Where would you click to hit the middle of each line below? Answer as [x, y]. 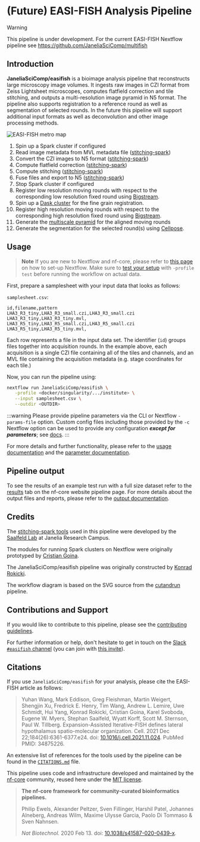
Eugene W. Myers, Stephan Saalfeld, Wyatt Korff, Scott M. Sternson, [105, 719]
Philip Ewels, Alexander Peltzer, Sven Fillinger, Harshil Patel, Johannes [107, 809]
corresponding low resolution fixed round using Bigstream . [87, 196]
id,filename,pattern [32, 308]
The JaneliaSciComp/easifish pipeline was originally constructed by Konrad [99, 567]
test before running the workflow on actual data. [81, 274]
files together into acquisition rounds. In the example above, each [87, 346]
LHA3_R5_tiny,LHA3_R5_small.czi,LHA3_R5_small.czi [71, 324]
